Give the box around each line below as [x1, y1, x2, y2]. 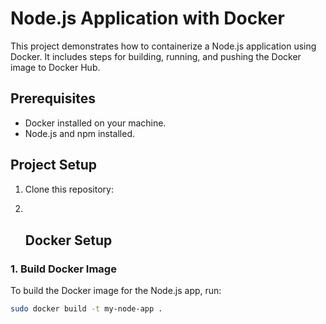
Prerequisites [10, 90, 96, 107]
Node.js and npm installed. [24, 127, 136, 139]
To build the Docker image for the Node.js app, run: [10, 285, 222, 297]
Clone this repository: [24, 183, 114, 195]
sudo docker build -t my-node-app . [10, 304, 163, 314]
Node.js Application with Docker [10, 7, 285, 30]
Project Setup [10, 157, 98, 174]
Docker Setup [24, 232, 113, 249]
